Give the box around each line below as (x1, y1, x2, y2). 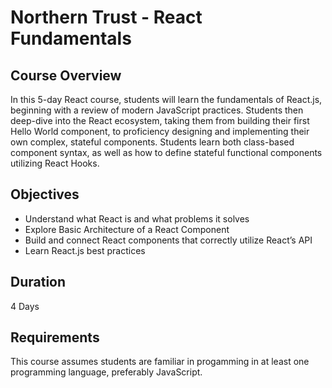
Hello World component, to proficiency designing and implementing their (10, 126, 310, 137)
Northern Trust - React (10, 6, 203, 29)
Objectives (10, 186, 80, 203)
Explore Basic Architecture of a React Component (24, 223, 230, 235)
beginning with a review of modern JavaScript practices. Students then (10, 104, 304, 116)
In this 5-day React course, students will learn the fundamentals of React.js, (10, 94, 323, 105)
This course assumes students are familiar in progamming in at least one (10, 356, 310, 368)
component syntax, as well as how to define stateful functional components (10, 147, 323, 158)
